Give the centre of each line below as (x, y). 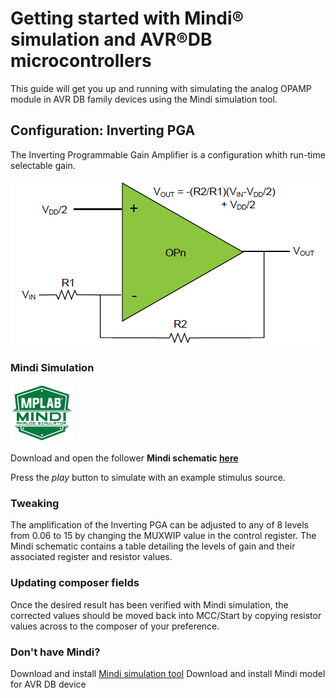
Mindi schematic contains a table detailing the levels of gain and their (153, 546)
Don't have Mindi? (55, 652)
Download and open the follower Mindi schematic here (124, 458)
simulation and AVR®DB (111, 39)
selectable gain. (43, 165)
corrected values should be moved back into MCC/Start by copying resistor (166, 615)
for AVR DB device (48, 684)
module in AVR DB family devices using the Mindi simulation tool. (144, 99)
